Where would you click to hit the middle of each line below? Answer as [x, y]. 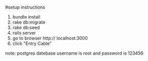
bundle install [26, 17]
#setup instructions [25, 7]
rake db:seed [26, 27]
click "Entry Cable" [32, 43]
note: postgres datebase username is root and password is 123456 [74, 53]
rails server [24, 33]
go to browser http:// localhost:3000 [50, 38]
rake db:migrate [29, 22]
